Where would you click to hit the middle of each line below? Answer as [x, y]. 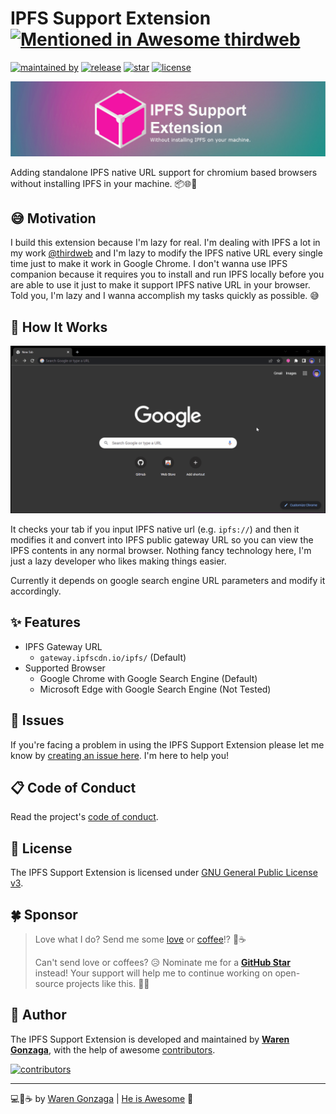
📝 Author [38, 1015]
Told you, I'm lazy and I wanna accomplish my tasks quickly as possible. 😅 [165, 296]
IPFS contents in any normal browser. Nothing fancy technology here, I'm [161, 550]
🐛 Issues [37, 720]
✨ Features [45, 622]
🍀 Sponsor [44, 914]
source [49, 983]
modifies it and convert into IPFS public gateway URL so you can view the [162, 539]
